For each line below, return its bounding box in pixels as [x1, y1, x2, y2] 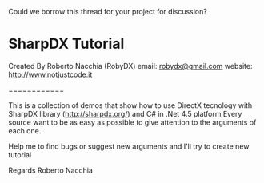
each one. [8, 125, 42, 135]
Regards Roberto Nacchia [8, 165, 94, 175]
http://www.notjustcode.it [8, 70, 93, 79]
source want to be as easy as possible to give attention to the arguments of [8, 117, 257, 127]
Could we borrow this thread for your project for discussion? [8, 7, 208, 16]
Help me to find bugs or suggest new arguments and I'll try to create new [8, 141, 250, 151]
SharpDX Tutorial [8, 35, 125, 53]
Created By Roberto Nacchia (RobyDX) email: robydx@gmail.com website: [8, 61, 253, 70]
